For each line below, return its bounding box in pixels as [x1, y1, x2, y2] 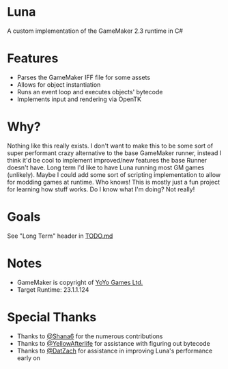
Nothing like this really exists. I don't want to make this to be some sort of [7, 141, 214, 150]
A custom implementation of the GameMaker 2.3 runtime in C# [7, 27, 183, 35]
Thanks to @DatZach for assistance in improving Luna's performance [16, 346, 213, 355]
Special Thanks [7, 309, 97, 325]
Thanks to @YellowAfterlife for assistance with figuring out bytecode [16, 339, 210, 347]
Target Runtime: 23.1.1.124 [16, 285, 89, 294]
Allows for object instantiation [16, 80, 101, 89]
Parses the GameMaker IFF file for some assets [16, 73, 151, 81]
